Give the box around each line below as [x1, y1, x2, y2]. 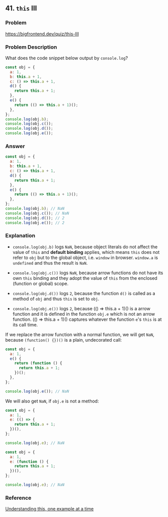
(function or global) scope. [12, 280, 69, 286]
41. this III [5, 4, 37, 13]
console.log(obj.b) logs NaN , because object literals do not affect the [12, 243, 158, 250]
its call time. [12, 321, 38, 327]
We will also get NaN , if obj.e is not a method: [5, 398, 99, 404]
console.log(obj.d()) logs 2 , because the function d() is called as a [12, 290, 156, 296]
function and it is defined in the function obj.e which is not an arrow [12, 311, 155, 317]
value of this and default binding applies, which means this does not [12, 249, 160, 255]
